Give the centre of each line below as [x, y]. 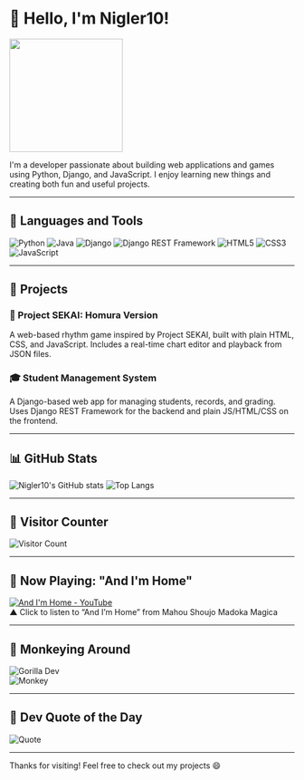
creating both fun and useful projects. [80, 184]
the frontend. [34, 420]
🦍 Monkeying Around [70, 649]
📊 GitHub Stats [53, 459]
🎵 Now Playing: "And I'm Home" [101, 580]
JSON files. [30, 354]
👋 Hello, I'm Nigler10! [90, 19]
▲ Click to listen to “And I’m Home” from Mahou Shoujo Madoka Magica [144, 612]
